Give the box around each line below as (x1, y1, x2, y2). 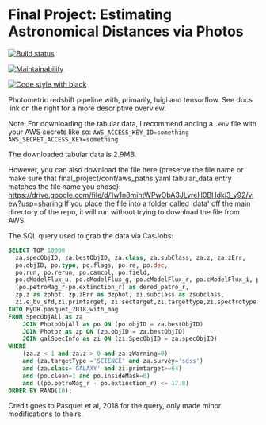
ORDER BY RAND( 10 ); (8, 387, 73, 395)
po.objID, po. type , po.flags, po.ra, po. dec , (15, 261, 169, 269)
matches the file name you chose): (8, 181, 121, 191)
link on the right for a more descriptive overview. (8, 103, 166, 113)
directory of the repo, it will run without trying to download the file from (8, 207, 240, 216)
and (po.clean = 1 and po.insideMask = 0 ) (22, 372, 150, 380)
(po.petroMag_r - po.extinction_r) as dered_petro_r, (15, 284, 190, 292)
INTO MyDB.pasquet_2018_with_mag (8, 305, 119, 313)
